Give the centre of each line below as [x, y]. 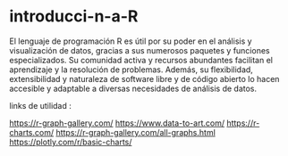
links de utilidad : [40, 105]
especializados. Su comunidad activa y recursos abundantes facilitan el [141, 60]
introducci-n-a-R [74, 16]
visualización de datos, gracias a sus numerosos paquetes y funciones [140, 50]
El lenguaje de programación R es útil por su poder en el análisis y [131, 41]
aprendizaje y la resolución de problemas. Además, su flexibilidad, [131, 70]
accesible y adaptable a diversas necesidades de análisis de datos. [133, 88]
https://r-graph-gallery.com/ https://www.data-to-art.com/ [117, 123]
